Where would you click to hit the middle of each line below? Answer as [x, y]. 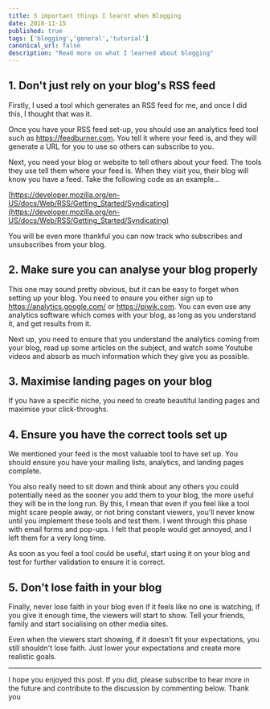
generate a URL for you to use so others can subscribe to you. [111, 146]
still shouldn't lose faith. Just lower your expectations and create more [125, 648]
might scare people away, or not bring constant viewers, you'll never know [132, 513]
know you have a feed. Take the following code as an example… [114, 179]
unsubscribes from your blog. [57, 244]
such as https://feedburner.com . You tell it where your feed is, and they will [133, 138]
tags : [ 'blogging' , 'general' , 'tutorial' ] [79, 38]
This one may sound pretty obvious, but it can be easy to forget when [124, 289]
